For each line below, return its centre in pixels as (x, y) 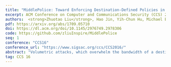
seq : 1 (12, 38)
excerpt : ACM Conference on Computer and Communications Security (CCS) (84, 15)
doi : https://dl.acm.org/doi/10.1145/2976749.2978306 (64, 29)
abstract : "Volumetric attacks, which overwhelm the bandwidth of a (79, 52)
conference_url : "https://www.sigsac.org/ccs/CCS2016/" (66, 47)
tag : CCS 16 (18, 57)
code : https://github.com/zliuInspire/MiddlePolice (61, 33)
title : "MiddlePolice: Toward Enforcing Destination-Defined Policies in (85, 10)
